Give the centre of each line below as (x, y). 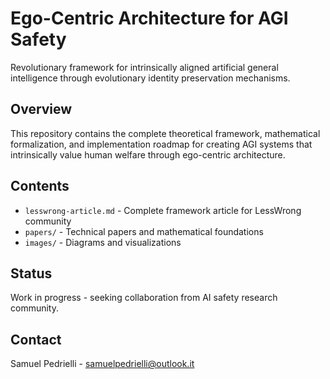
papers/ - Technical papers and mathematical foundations (144, 231)
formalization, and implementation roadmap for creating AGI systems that (161, 144)
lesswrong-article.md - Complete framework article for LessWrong (163, 210)
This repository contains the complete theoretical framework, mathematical (165, 133)
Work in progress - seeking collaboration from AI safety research (144, 298)
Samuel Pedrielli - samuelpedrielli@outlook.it (102, 364)
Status (31, 273)
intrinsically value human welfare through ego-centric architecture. (148, 154)
